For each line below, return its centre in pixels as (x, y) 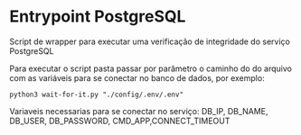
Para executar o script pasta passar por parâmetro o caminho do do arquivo (150, 68)
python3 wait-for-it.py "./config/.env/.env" (96, 94)
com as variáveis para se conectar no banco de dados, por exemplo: (137, 77)
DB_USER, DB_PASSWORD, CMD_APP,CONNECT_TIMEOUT (120, 121)
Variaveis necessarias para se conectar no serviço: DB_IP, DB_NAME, (139, 111)
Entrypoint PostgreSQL (98, 17)
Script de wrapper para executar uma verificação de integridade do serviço (150, 41)
